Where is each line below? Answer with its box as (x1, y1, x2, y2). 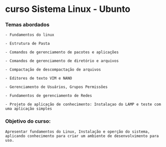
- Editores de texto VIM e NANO (5, 76, 72, 81)
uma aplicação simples (5, 106, 52, 111)
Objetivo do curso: (5, 118, 51, 125)
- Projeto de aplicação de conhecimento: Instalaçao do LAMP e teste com (5, 102, 162, 107)
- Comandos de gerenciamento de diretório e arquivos (5, 59, 119, 64)
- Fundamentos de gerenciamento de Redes (5, 93, 92, 98)
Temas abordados (5, 21, 50, 28)
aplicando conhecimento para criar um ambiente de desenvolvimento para (5, 133, 159, 139)
